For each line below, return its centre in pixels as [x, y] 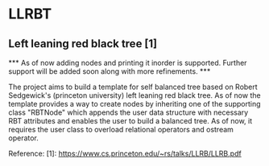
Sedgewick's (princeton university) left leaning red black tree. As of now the [134, 95]
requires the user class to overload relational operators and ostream [121, 130]
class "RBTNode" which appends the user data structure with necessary [128, 112]
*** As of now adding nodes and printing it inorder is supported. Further [128, 63]
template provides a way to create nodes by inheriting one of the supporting [134, 104]
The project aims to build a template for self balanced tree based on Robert [133, 87]
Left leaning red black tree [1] [83, 44]
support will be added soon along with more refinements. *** [110, 71]
